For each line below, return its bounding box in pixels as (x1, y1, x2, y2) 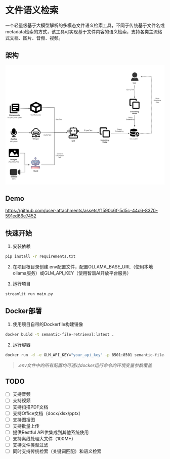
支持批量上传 (12, 423, 39, 429)
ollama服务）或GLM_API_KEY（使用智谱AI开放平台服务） (12, 270, 132, 276)
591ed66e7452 (5, 213, 36, 219)
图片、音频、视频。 (22, 35, 63, 41)
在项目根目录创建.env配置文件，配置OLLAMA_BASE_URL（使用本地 (12, 264, 153, 270)
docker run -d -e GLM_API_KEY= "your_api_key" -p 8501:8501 (5, 352, 133, 357)
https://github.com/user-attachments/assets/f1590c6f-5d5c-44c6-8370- (5, 208, 158, 214)
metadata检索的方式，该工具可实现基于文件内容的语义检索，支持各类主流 (5, 28, 158, 34)
